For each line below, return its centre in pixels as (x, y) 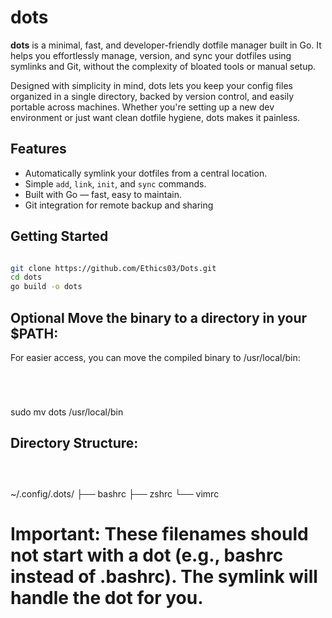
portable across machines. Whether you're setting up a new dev (142, 107)
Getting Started (59, 236)
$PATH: (34, 333)
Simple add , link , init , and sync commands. (115, 183)
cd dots (26, 277)
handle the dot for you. (107, 598)
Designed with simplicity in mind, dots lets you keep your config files (151, 85)
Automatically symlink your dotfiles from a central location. (146, 173)
